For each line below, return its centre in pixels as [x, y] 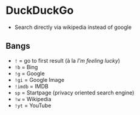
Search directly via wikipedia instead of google [73, 27]
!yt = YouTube [33, 105]
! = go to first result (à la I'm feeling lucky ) [67, 60]
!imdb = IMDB [32, 86]
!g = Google [29, 73]
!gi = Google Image [39, 79]
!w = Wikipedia [33, 99]
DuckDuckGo [40, 11]
